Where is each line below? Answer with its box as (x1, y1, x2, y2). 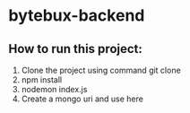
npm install (21, 74, 63, 85)
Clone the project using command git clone (21, 65, 181, 75)
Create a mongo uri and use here (21, 93, 144, 104)
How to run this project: (8, 41, 142, 56)
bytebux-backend (8, 5, 145, 26)
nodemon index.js (21, 84, 88, 94)
